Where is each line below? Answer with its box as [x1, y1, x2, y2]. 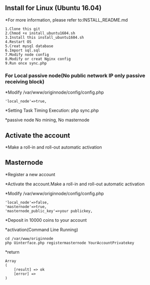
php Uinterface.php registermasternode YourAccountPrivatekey [5, 240, 134, 245]
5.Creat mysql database [5, 44, 54, 49]
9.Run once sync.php [5, 61, 47, 66]
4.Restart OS [5, 39, 32, 44]
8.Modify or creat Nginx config [5, 56, 71, 61]
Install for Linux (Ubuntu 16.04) [5, 4, 102, 12]
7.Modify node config [5, 52, 49, 57]
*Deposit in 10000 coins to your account [5, 217, 87, 223]
